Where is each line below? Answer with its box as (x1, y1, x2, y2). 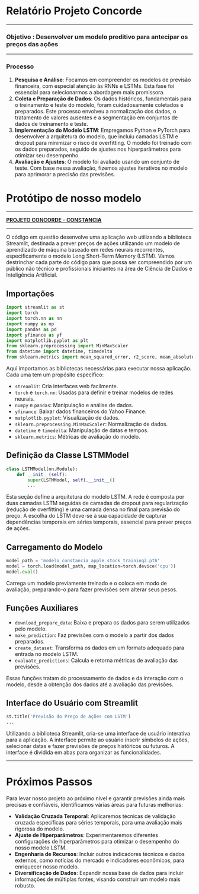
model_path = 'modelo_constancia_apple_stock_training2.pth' (6, 558, 161, 564)
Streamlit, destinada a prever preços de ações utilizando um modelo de (6, 240, 181, 247)
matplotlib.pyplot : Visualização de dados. (14, 414, 120, 421)
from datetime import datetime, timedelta (6, 348, 113, 354)
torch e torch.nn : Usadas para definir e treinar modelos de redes (14, 389, 174, 396)
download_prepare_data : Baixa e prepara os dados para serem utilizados (14, 619, 190, 626)
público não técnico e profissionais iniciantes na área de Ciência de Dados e (6, 265, 192, 272)
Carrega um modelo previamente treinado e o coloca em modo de (6, 579, 168, 587)
